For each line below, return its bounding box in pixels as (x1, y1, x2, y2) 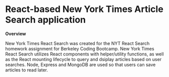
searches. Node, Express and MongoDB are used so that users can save (5, 61, 156, 67)
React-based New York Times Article (5, 3, 164, 15)
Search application (5, 14, 86, 25)
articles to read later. (5, 66, 48, 73)
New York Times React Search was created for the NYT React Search (5, 40, 150, 46)
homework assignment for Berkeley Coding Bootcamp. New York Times (5, 45, 155, 51)
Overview (5, 30, 26, 36)
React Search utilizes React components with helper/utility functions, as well (5, 51, 164, 57)
